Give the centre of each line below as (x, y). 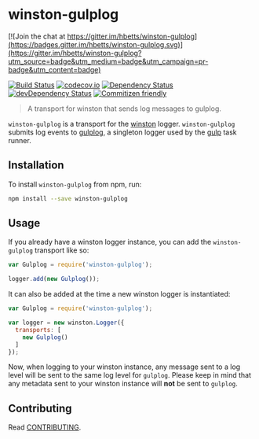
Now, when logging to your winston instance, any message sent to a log (124, 367)
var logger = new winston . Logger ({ (66, 323)
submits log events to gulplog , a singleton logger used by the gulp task (122, 132)
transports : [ (38, 330)
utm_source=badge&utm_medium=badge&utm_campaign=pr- (108, 61)
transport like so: (62, 250)
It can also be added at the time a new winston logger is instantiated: (119, 294)
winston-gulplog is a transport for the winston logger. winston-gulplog (122, 124)
